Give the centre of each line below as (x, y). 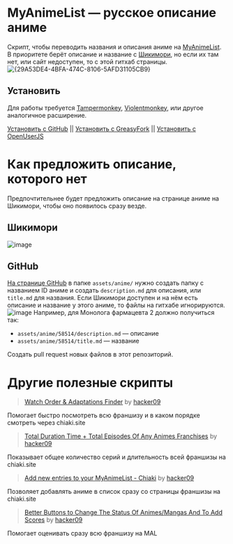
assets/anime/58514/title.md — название (78, 341)
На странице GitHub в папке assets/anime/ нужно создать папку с (106, 283)
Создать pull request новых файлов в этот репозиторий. (90, 355)
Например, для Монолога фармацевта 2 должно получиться (124, 313)
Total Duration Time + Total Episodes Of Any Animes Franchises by (121, 436)
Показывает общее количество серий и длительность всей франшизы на (117, 457)
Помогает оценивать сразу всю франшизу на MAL (82, 534)
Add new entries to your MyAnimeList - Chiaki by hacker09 (109, 478)
